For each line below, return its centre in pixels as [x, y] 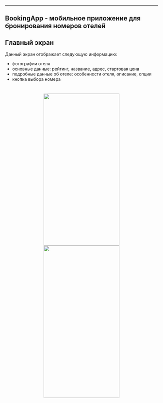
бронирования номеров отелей [55, 26]
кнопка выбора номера [36, 79]
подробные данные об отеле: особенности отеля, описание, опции [82, 74]
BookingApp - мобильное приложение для [73, 18]
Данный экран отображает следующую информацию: [61, 55]
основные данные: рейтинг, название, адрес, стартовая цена [76, 69]
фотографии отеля [31, 64]
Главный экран [30, 43]
